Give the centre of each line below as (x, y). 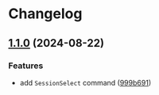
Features (26, 66)
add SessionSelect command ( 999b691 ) (85, 82)
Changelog (45, 14)
